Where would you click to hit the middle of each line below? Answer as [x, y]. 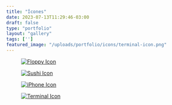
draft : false [22, 23]
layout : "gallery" [29, 34]
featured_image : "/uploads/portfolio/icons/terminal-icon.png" [87, 45]
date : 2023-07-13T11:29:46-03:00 [48, 17]
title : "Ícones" [26, 12]
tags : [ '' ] [20, 39]
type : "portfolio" [29, 28]
